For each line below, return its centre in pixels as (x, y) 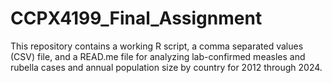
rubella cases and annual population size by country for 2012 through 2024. (166, 67)
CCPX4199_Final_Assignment (136, 18)
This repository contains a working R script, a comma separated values (157, 46)
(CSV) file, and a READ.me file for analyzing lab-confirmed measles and (158, 56)
